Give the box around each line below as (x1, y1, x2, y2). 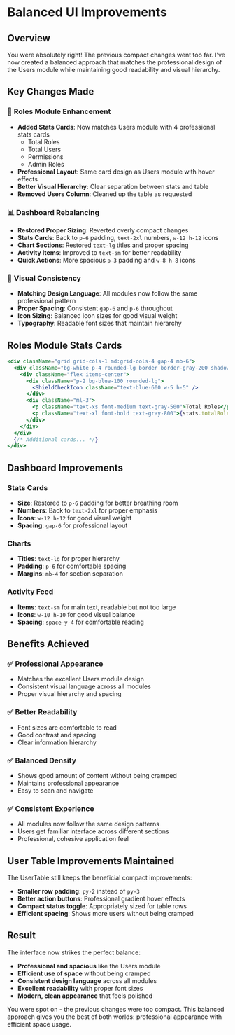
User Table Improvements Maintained (7, 855, 175, 867)
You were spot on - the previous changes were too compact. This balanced (7, 1005, 225, 1013)
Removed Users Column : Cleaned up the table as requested (17, 190, 192, 198)
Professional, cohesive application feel (17, 835, 129, 843)
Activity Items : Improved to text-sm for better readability (17, 248, 182, 256)
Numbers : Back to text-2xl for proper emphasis (17, 506, 157, 515)
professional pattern (17, 297, 76, 305)
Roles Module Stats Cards (7, 339, 122, 351)
